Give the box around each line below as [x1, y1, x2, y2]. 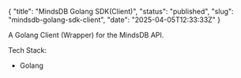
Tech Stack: [8, 46, 47, 54]
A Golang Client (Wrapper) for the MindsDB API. [8, 31, 164, 39]
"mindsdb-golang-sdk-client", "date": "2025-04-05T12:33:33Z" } [8, 15, 221, 24]
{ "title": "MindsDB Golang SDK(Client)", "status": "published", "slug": [8, 7, 235, 16]
